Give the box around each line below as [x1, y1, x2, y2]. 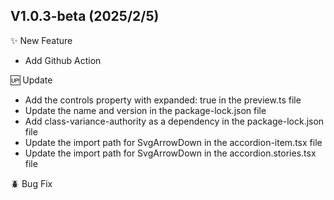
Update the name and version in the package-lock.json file [24, 104, 267, 116]
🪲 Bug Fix [10, 177, 53, 189]
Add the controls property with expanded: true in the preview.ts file [24, 94, 302, 106]
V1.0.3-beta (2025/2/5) [10, 8, 160, 25]
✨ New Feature [10, 34, 73, 46]
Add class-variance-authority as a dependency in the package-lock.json [24, 115, 325, 127]
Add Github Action [24, 54, 102, 66]
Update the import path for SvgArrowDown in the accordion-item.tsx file [24, 136, 323, 148]
